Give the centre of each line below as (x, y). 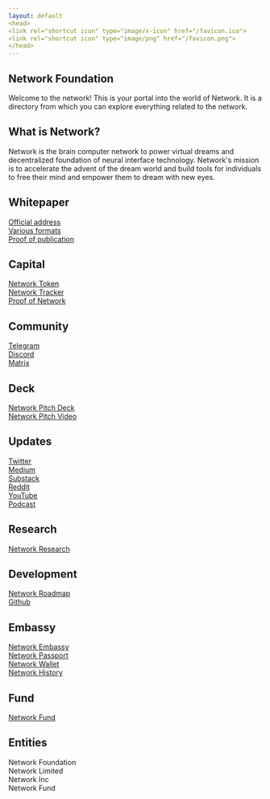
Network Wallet (34, 664)
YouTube (23, 495)
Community (39, 326)
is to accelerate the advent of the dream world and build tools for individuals (135, 168)
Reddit (19, 487)
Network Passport (38, 655)
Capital (27, 264)
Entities (28, 743)
